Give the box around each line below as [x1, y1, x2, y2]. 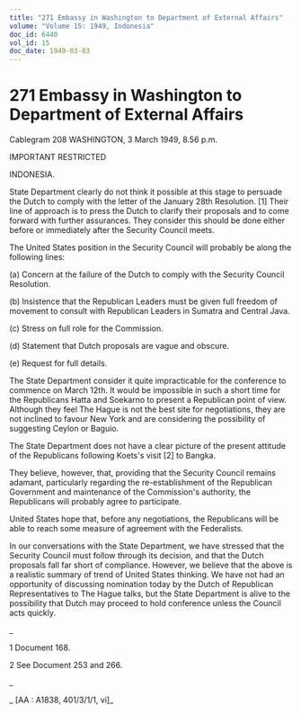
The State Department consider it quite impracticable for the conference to [9, 375, 287, 387]
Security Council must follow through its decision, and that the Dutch [9, 550, 264, 561]
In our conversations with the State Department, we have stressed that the [9, 540, 285, 551]
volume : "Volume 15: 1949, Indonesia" [9, 22, 155, 31]
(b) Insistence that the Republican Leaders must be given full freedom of [9, 296, 279, 307]
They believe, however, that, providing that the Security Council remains [9, 468, 277, 478]
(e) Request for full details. [9, 358, 108, 369]
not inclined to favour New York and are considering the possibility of [9, 414, 266, 424]
